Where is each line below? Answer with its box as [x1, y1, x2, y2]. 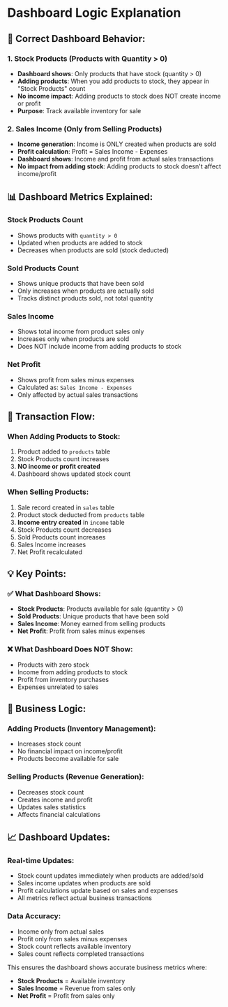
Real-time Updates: [7, 856, 75, 866]
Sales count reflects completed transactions [17, 949, 144, 958]
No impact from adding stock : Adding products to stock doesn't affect [17, 162, 222, 171]
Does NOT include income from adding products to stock [17, 342, 182, 351]
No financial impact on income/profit [17, 747, 123, 755]
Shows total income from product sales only [17, 327, 144, 336]
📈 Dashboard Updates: [7, 832, 110, 843]
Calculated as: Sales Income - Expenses [17, 383, 132, 391]
